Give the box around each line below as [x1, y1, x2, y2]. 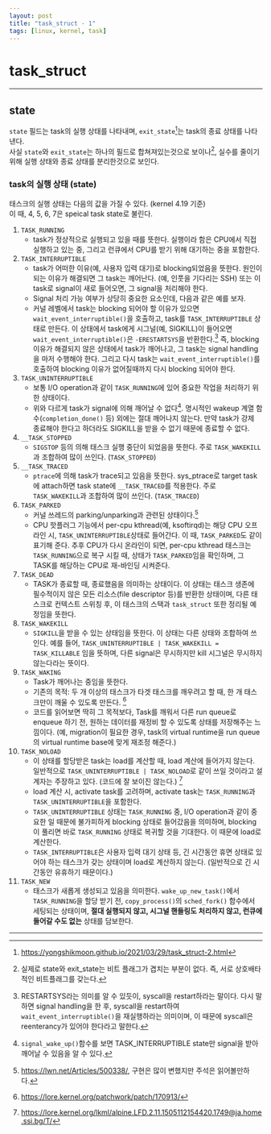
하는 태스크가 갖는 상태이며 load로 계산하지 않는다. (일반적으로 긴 [47, 858, 252, 867]
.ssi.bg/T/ [20, 1116, 53, 1126]
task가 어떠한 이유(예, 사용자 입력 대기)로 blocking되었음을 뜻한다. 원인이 [32, 263, 263, 272]
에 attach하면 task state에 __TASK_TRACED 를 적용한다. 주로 [32, 481, 216, 491]
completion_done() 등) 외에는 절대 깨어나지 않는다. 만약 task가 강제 [42, 413, 255, 423]
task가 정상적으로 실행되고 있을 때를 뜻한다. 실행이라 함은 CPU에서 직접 [32, 235, 257, 244]
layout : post [9, 11, 53, 20]
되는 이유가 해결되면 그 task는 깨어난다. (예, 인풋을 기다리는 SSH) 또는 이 [32, 273, 261, 283]
